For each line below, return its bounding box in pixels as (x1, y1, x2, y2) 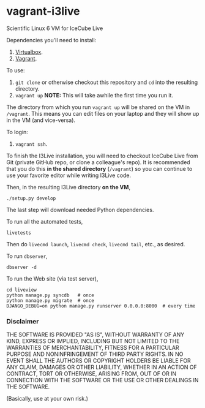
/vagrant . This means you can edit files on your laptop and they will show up (6, 110, 199, 117)
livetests (6, 230, 32, 236)
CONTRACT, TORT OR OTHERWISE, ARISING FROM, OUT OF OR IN (6, 370, 177, 377)
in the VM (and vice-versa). (6, 116, 75, 124)
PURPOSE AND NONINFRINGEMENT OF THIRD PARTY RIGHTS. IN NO (6, 350, 184, 358)
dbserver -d (6, 264, 37, 270)
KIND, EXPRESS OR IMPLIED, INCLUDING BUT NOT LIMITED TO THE (6, 338, 180, 345)
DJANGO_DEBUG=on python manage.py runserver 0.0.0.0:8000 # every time (6, 303, 196, 309)
